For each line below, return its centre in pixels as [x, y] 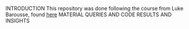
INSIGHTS [17, 21]
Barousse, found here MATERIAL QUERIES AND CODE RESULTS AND [89, 14]
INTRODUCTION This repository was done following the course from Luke [94, 8]
